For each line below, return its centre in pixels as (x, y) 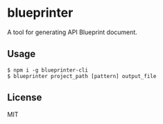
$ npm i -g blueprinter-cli (48, 70)
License (25, 98)
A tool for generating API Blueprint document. (72, 32)
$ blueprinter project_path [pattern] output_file (82, 76)
